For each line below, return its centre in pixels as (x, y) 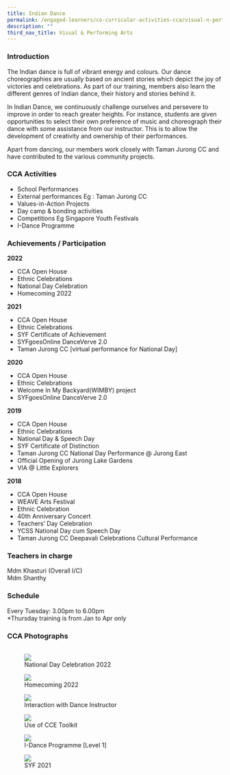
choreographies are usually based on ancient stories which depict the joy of (114, 79)
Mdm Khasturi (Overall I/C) (45, 571)
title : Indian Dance (37, 13)
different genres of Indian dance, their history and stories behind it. (102, 93)
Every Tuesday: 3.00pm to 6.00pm (56, 610)
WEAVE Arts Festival (46, 502)
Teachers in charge (40, 556)
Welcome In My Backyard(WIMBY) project (76, 390)
